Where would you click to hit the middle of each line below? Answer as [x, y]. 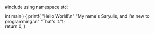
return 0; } [15, 26]
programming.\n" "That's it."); [35, 21]
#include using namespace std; [37, 7]
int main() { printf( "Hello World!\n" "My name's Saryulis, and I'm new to [77, 16]
